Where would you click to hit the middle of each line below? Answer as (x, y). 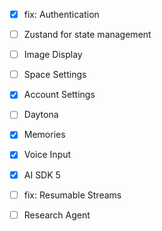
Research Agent (57, 215)
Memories (44, 135)
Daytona (41, 115)
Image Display (53, 55)
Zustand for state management (87, 35)
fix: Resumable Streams (72, 195)
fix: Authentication (61, 14)
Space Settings (55, 75)
